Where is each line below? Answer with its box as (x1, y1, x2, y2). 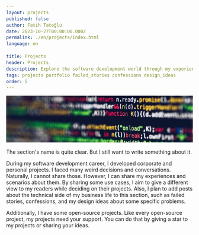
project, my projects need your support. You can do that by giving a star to (6, 215, 188, 223)
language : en (6, 41, 38, 47)
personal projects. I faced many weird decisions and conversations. (6, 166, 171, 173)
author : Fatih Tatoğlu (6, 22, 62, 28)
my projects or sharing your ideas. (6, 222, 90, 229)
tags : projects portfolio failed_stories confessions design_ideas (6, 72, 176, 78)
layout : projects (6, 9, 49, 15)
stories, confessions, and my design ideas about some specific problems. (6, 198, 186, 205)
